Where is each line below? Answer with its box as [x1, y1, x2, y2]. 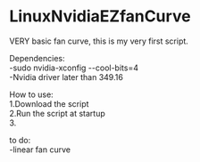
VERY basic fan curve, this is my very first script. [9, 36, 189, 46]
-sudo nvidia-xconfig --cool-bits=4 [9, 62, 138, 73]
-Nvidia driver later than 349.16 [9, 71, 123, 82]
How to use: [9, 89, 54, 100]
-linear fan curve [9, 144, 71, 155]
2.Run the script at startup [9, 108, 105, 118]
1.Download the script [9, 98, 89, 109]
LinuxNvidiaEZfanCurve [9, 6, 191, 27]
